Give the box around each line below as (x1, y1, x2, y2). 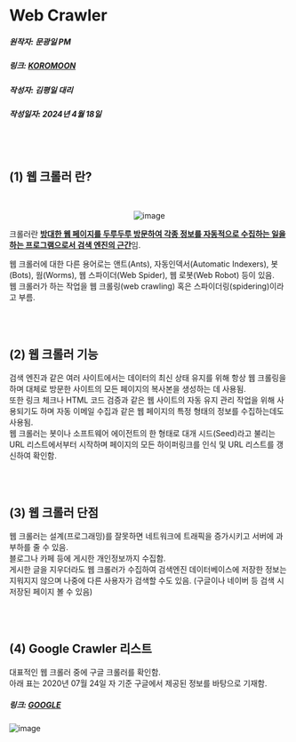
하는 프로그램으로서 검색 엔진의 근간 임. (9, 240, 141, 251)
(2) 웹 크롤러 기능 (9, 347, 99, 363)
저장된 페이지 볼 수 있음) (9, 586, 93, 596)
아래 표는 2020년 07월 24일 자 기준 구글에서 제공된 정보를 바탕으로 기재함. (9, 677, 268, 689)
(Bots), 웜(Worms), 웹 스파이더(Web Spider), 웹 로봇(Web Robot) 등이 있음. (9, 270, 276, 281)
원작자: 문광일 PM (9, 36, 71, 47)
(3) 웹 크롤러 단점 (9, 506, 100, 521)
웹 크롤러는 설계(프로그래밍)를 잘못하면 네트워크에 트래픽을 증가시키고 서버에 (9, 531, 274, 541)
